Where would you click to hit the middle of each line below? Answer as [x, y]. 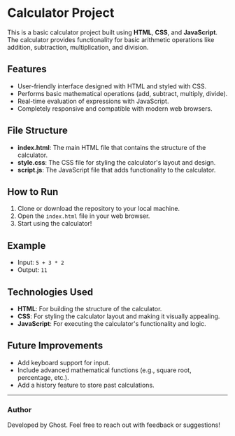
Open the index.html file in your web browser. [84, 216]
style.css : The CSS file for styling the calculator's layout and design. [116, 162]
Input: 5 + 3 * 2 [41, 263]
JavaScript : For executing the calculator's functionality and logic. [112, 323]
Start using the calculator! [55, 224]
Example [27, 246]
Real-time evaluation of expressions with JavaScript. [93, 101]
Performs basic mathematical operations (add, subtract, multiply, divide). [122, 93]
